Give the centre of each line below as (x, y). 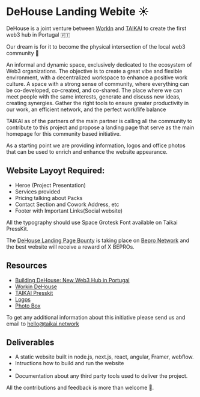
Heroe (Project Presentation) (50, 185)
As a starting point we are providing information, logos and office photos (96, 145)
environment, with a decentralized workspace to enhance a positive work (97, 77)
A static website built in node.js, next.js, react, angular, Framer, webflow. (104, 357)
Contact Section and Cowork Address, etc (67, 204)
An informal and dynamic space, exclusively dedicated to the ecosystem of (99, 64)
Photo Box (28, 306)
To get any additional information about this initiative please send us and (96, 317)
